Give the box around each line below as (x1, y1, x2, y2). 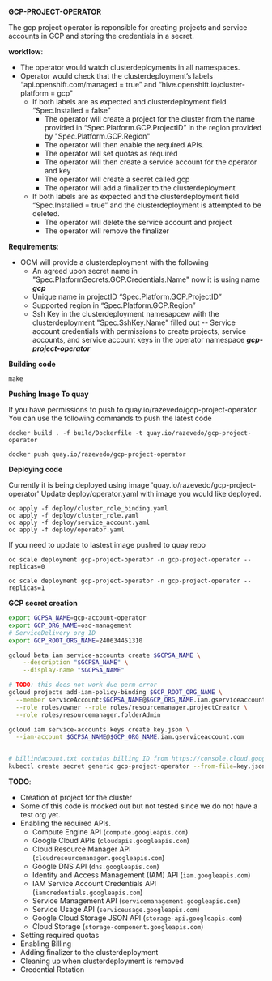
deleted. (32, 209, 61, 218)
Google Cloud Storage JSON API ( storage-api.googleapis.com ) (32, 913, 243, 923)
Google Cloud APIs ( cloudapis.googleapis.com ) (32, 836, 190, 845)
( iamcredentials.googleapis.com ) (32, 887, 143, 897)
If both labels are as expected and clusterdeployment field (32, 97, 227, 106)
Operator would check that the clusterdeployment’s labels (19, 71, 213, 80)
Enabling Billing (19, 939, 72, 949)
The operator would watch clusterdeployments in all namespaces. (19, 62, 240, 72)
